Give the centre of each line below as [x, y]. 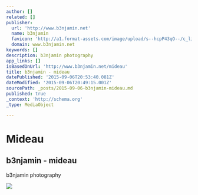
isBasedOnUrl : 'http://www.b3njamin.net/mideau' [67, 66]
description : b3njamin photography [50, 55]
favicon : [22, 39]
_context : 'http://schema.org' [44, 99]
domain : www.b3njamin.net [43, 45]
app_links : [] [24, 61]
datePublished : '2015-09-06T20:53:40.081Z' [60, 77]
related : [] [21, 17]
